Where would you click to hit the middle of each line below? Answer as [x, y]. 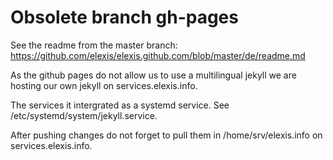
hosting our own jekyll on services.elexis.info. [104, 85]
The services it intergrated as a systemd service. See [120, 105]
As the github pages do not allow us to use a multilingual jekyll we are [153, 75]
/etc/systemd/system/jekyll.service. [84, 115]
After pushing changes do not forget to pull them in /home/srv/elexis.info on [166, 135]
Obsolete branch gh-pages [124, 17]
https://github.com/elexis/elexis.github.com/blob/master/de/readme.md [158, 55]
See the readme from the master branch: [94, 45]
